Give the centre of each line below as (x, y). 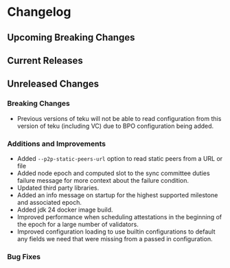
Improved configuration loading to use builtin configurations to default (116, 232)
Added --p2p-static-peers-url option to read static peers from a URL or (120, 158)
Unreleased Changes (53, 84)
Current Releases (45, 60)
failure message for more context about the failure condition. (103, 180)
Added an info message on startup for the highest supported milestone (117, 195)
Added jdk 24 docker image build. (65, 210)
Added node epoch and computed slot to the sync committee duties (114, 173)
